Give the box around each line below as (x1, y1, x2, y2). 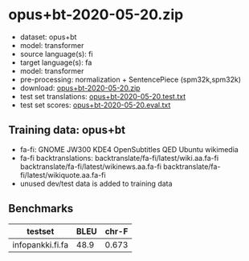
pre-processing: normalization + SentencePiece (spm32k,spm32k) (19, 74, 242, 84)
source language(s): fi (19, 49, 94, 58)
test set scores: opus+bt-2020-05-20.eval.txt (19, 100, 171, 110)
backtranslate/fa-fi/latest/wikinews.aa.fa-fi (19, 162, 162, 171)
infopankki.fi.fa (12, 239, 69, 250)
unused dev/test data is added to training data (19, 179, 173, 188)
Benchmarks (8, 202, 74, 215)
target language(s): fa (19, 58, 92, 67)
